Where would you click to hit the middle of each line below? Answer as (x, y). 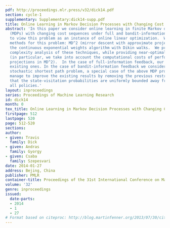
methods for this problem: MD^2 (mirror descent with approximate (81, 43)
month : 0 (14, 105)
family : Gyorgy (26, 152)
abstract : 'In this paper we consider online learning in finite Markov (83, 29)
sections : (16, 128)
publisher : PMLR (22, 175)
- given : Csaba (21, 156)
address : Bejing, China (30, 171)
